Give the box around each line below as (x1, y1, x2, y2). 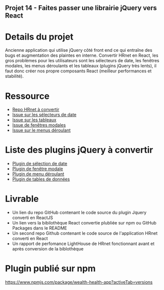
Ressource (5, 90, 50, 102)
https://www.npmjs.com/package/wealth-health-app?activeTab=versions (5, 279, 153, 285)
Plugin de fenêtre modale (12, 166, 63, 172)
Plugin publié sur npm (5, 263, 96, 274)
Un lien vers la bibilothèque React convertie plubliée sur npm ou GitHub (12, 220, 157, 226)
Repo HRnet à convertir (12, 107, 60, 112)
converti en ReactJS (12, 215, 53, 221)
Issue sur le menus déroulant (12, 127, 71, 134)
